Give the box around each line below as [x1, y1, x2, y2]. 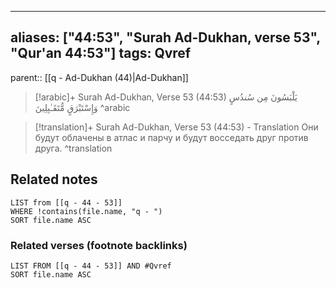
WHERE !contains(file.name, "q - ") [10, 206, 163, 216]
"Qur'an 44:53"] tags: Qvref [10, 45, 192, 62]
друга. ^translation [34, 142, 113, 154]
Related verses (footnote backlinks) [10, 238, 188, 252]
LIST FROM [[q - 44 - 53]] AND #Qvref [10, 261, 172, 271]
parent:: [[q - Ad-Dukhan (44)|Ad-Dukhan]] [10, 71, 189, 83]
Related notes [10, 171, 98, 188]
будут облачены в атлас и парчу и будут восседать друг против [34, 131, 309, 143]
